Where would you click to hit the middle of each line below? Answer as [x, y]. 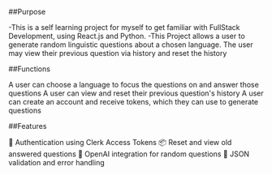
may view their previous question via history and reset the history [118, 53]
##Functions [30, 69]
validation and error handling [57, 162]
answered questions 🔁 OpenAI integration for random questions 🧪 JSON [129, 154]
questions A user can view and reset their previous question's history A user [136, 93]
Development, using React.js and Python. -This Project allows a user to [127, 36]
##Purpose [27, 12]
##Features [28, 126]
